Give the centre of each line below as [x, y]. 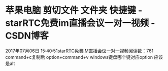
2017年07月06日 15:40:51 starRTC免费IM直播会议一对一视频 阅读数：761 [79, 51]
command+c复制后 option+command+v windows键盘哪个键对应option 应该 [84, 57]
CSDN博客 [27, 36]
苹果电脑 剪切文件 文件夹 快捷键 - [74, 10]
